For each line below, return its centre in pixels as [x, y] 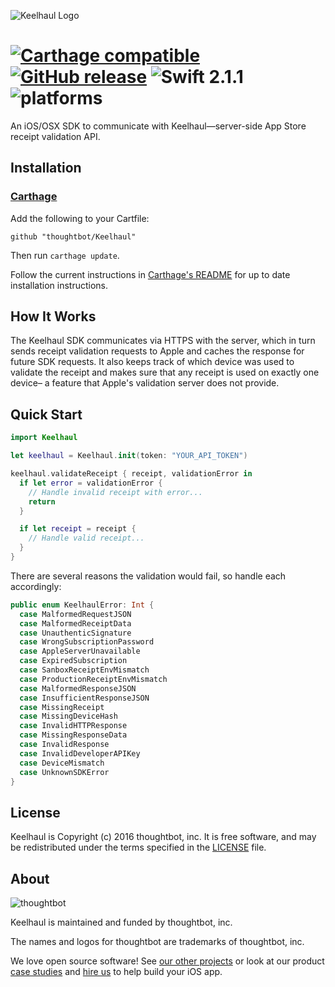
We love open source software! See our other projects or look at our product [167, 961]
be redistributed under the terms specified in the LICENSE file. [138, 847]
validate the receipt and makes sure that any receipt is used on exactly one [165, 372]
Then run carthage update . [65, 255]
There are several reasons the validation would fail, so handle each [148, 576]
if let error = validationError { [91, 483]
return [42, 501]
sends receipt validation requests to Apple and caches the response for [157, 351]
